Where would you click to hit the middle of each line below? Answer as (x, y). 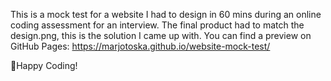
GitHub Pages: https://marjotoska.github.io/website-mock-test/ (140, 46)
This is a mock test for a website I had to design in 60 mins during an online (166, 14)
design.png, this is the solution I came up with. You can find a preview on (161, 35)
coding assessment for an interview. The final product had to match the (157, 25)
